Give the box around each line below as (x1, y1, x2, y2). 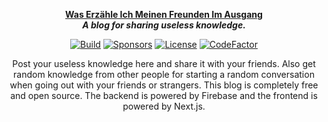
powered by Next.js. (122, 100, 206, 112)
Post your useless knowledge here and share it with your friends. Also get (12, 58, 316, 69)
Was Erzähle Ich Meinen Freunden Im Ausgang (65, 9, 263, 20)
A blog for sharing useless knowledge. (82, 19, 246, 31)
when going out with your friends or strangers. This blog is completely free (9, 79, 319, 91)
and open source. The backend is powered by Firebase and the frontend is (10, 90, 318, 101)
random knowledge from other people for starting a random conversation (13, 69, 315, 80)
